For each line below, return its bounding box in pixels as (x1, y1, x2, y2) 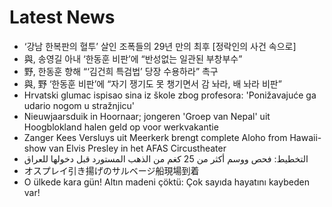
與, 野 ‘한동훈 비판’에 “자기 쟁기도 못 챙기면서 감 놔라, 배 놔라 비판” (23, 77, 282, 90)
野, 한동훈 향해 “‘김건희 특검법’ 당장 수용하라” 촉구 (23, 65, 219, 77)
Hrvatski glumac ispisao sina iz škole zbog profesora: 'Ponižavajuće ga (23, 89, 317, 101)
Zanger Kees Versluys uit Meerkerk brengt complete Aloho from (23, 131, 288, 143)
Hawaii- (289, 131, 322, 143)
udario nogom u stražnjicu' (23, 99, 136, 111)
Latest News (9, 6, 116, 29)
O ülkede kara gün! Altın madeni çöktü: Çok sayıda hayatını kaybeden (23, 176, 310, 188)
